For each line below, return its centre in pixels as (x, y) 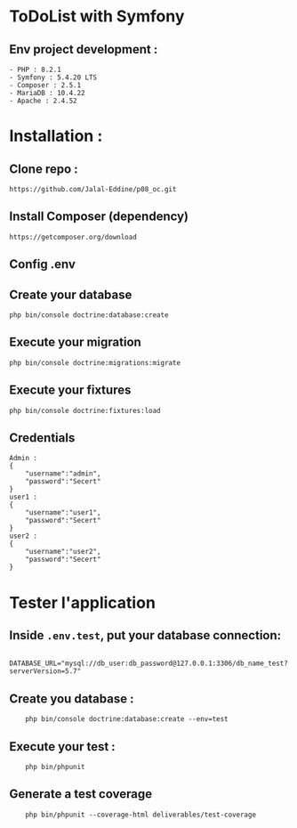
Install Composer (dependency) (99, 217)
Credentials (42, 438)
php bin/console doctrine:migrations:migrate (95, 362)
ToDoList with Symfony (97, 16)
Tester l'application (82, 602)
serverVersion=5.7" (45, 671)
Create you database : (72, 698)
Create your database (71, 294)
